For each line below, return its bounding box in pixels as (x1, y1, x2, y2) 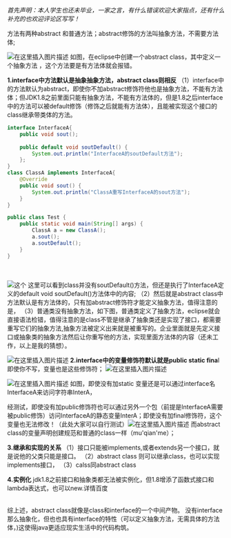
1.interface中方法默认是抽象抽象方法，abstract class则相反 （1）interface (7, 76, 219, 84)
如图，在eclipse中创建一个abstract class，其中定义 (70, 53, 215, 61)
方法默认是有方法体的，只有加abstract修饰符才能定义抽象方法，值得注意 (7, 298, 212, 306)
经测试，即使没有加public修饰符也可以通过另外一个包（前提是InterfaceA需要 (7, 402, 223, 411)
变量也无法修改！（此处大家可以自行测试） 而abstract (7, 420, 221, 428)
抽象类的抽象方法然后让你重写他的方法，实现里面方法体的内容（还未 (19, 333, 212, 341)
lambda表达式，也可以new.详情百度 (7, 483, 108, 492)
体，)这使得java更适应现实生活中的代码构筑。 (7, 523, 133, 531)
